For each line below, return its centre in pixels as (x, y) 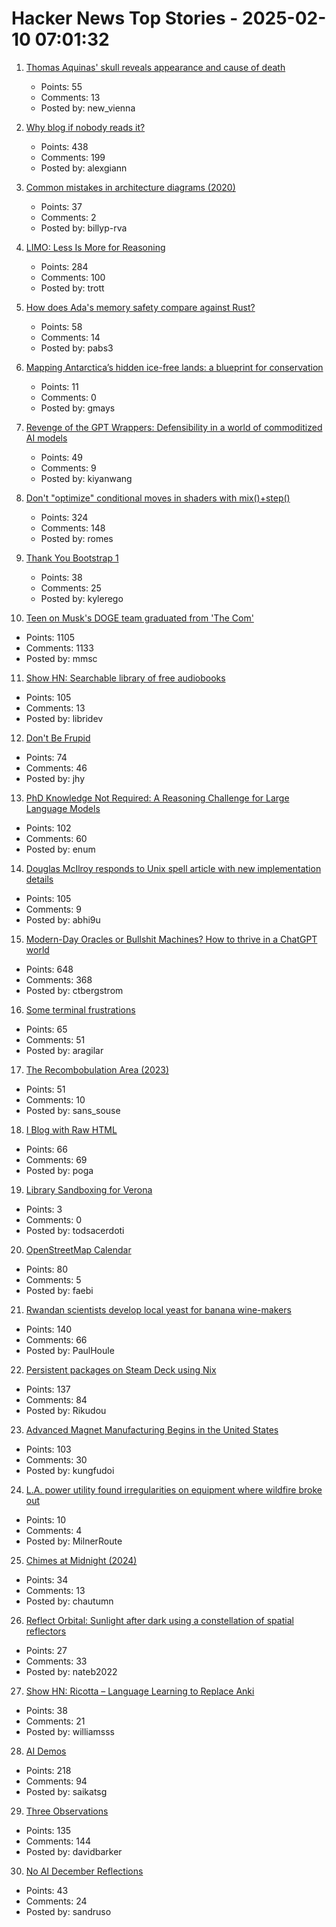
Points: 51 (45, 1089)
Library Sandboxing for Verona (89, 1189)
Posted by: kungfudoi (70, 1470)
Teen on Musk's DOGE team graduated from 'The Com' (139, 618)
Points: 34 (47, 1579)
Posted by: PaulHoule (70, 1350)
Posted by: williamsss (70, 1731)
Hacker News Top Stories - (125, 18)
